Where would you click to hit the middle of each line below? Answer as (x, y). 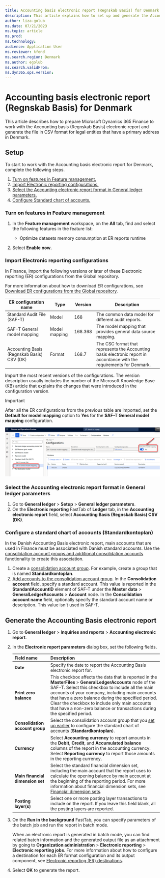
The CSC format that (117, 343)
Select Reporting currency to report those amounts (103, 753)
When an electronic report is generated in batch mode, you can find (81, 834)
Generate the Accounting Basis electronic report (81, 620)
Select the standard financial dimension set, (95, 765)
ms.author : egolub (24, 62)
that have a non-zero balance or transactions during (103, 708)
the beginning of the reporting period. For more (98, 781)
